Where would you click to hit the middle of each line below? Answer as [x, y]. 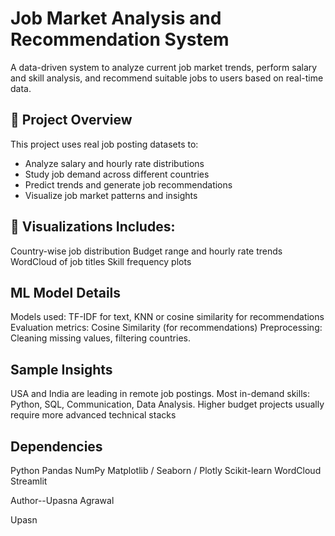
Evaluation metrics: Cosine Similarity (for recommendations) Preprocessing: [166, 328]
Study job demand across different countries [117, 174]
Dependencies [56, 446]
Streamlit [29, 481]
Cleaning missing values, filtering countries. [100, 338]
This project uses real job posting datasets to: [104, 144]
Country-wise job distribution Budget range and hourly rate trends [146, 251]
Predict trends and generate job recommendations [128, 184]
